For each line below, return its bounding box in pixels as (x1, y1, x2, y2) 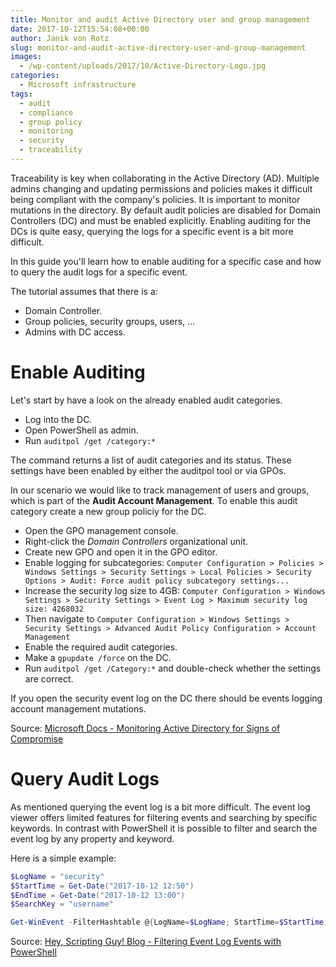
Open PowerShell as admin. (24, 424, 139, 436)
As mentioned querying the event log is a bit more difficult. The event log (10, 801, 311, 813)
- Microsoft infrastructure (19, 80, 137, 90)
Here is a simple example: (10, 852, 117, 864)
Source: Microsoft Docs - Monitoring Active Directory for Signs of (10, 722, 281, 734)
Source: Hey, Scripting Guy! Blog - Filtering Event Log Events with (10, 936, 282, 948)
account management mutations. (10, 702, 147, 715)
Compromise (10, 732, 64, 745)
